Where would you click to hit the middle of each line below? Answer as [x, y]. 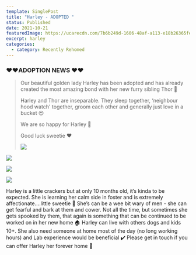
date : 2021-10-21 [27, 28]
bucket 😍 [32, 113]
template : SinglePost [32, 11]
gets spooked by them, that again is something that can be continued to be [96, 216]
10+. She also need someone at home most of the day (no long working [92, 231]
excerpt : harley [26, 39]
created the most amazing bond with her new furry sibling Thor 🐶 [99, 89]
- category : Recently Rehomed [48, 50]
